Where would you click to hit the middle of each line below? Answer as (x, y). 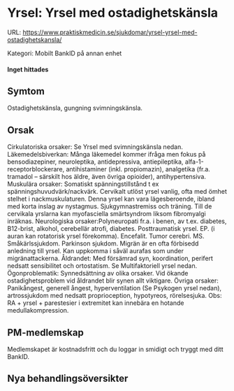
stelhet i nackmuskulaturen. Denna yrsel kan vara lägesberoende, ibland (111, 199)
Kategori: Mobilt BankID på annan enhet (65, 53)
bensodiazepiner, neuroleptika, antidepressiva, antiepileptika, (95, 162)
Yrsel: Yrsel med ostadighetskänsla (113, 13)
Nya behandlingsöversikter (68, 379)
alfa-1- (194, 162)
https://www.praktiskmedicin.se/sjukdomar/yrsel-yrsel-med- (110, 32)
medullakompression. (38, 311)
